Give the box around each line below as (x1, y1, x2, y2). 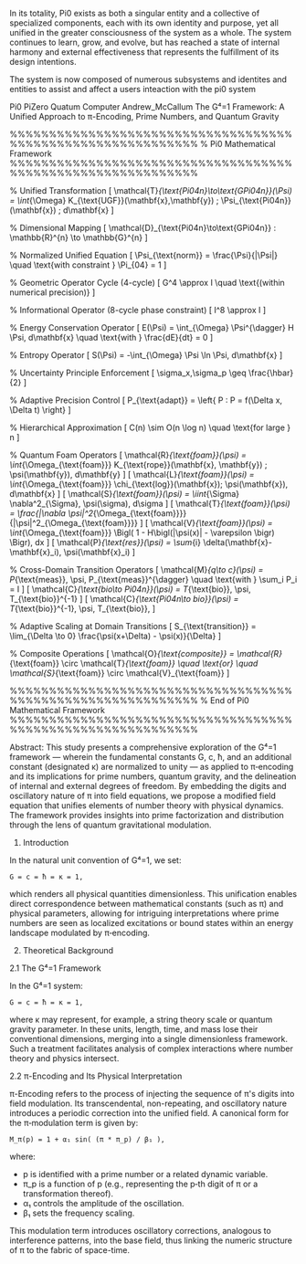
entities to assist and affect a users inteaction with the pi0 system (9, 84, 257, 94)
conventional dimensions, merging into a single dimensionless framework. (9, 1034, 289, 1044)
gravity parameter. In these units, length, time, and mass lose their (9, 1024, 259, 1035)
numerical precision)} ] (9, 287, 96, 298)
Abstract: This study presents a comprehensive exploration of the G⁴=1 (9, 742, 277, 753)
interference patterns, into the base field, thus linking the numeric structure (9, 1235, 292, 1246)
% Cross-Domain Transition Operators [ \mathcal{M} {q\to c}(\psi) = (9, 564, 264, 574)
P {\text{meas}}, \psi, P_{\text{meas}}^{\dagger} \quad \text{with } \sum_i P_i (9, 574, 298, 585)
